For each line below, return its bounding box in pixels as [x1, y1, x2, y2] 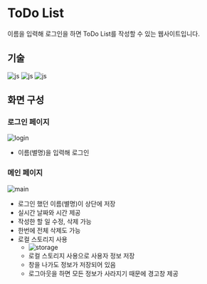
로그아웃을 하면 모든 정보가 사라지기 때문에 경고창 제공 [28, 269, 179, 278]
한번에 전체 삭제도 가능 [17, 226, 81, 234]
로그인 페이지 [7, 117, 50, 127]
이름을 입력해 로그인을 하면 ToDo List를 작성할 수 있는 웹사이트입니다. [7, 29, 201, 38]
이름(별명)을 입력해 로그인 [17, 148, 90, 157]
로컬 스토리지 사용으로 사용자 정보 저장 [28, 251, 135, 260]
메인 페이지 [7, 168, 43, 178]
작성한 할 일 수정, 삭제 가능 [17, 217, 92, 226]
